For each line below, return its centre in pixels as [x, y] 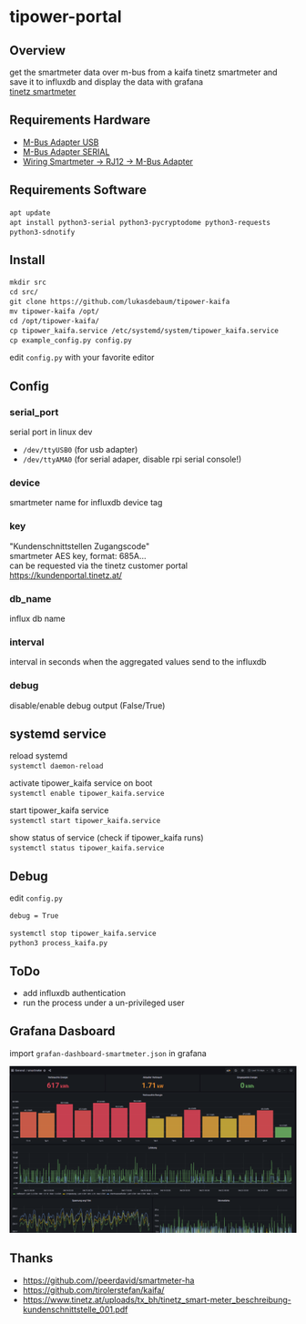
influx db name [37, 619]
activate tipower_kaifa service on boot [81, 783]
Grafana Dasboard [62, 1031]
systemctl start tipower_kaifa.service [85, 821]
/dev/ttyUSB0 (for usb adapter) [80, 450]
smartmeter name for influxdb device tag [86, 503]
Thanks [31, 1258]
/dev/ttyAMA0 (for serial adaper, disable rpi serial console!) [132, 459]
